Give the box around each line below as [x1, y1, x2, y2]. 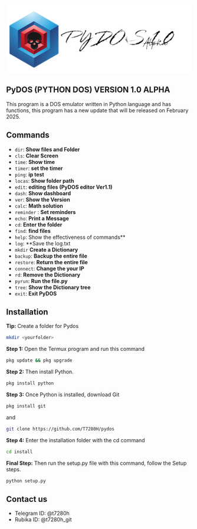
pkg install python [6, 380, 54, 386]
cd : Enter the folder [14, 221, 63, 228]
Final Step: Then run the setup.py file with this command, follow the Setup [6, 459, 187, 466]
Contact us [6, 494, 48, 504]
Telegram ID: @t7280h [14, 510, 70, 517]
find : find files [14, 227, 51, 234]
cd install [6, 449, 33, 455]
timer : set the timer [14, 165, 63, 172]
